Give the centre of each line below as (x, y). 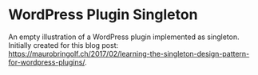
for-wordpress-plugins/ (47, 62)
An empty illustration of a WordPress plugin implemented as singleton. (124, 37)
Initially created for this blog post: (64, 45)
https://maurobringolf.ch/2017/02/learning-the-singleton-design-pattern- (129, 53)
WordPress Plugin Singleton (103, 15)
